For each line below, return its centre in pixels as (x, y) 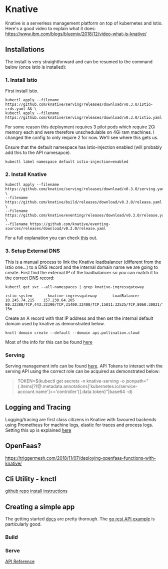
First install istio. (22, 91)
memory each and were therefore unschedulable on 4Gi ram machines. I (80, 132)
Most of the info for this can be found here (49, 342)
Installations (25, 49)
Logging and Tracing (38, 407)
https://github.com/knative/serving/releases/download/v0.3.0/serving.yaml (86, 189)
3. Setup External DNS (32, 251)
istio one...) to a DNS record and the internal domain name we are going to (82, 267)
